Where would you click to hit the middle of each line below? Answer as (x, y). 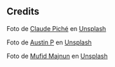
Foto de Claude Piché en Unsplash (56, 28)
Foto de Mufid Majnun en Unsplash (57, 56)
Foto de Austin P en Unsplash (49, 42)
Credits (23, 12)
